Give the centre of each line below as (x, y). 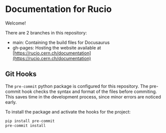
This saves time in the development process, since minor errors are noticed (83, 96)
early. (11, 102)
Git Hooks (21, 74)
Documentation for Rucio (58, 9)
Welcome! (16, 23)
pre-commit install (26, 125)
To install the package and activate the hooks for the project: (68, 111)
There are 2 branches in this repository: (46, 32)
